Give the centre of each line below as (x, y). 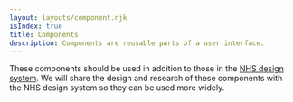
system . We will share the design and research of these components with (146, 79)
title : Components (44, 34)
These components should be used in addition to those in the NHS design (147, 69)
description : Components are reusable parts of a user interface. (137, 43)
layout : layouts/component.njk (68, 18)
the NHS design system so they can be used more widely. (117, 88)
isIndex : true (36, 26)
